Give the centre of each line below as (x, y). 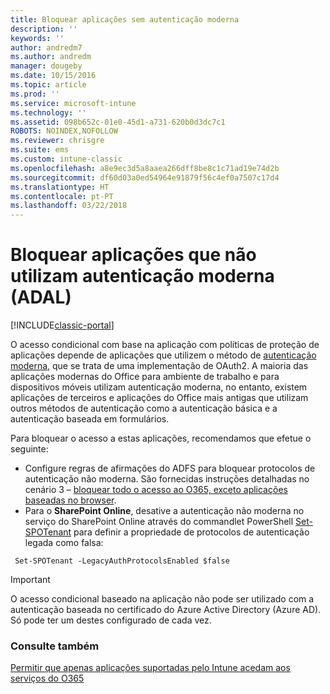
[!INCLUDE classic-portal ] (62, 325)
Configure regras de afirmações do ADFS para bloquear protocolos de (170, 468)
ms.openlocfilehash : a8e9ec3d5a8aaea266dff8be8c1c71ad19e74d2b (145, 168)
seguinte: (29, 449)
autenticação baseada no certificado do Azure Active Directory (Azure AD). (166, 610)
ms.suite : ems (40, 150)
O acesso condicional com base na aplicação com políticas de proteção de (165, 345)
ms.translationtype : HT (60, 187)
